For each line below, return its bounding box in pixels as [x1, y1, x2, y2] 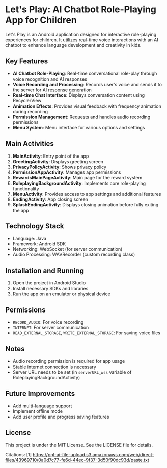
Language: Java [12, 236, 47, 242]
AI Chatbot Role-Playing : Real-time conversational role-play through [12, 70, 157, 76]
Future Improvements [5, 389, 75, 398]
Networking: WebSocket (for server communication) [12, 246, 123, 252]
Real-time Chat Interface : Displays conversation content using [12, 92, 145, 98]
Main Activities [5, 139, 54, 148]
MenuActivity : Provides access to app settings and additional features [12, 191, 161, 197]
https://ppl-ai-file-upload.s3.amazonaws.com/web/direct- [32, 452, 154, 458]
